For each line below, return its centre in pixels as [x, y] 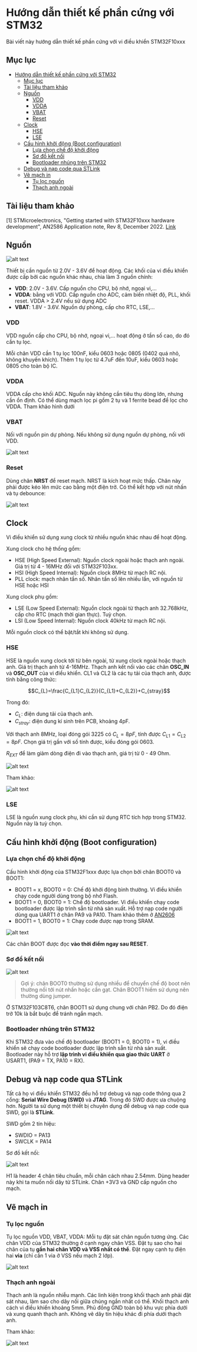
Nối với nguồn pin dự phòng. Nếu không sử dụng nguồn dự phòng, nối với [96, 435]
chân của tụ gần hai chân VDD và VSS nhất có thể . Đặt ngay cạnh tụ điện [96, 1249]
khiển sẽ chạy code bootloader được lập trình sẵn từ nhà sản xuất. [86, 1048]
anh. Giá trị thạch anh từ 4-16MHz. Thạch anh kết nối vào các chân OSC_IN [98, 667]
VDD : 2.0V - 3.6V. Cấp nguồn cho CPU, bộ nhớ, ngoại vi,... [86, 288]
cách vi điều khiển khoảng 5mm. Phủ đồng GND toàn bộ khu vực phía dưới [97, 1308]
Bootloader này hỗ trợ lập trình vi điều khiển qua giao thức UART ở [88, 1054]
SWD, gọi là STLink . [30, 1112]
